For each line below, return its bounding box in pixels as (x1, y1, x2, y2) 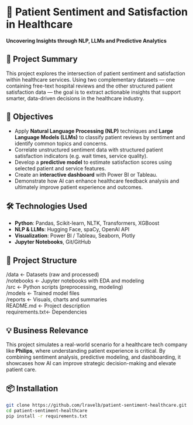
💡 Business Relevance (6, 325, 89, 335)
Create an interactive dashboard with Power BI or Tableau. (14, 171, 158, 178)
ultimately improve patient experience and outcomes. (14, 183, 143, 190)
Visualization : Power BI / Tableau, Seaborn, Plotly (14, 232, 136, 240)
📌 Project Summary (6, 54, 78, 64)
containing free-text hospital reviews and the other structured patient (6, 82, 173, 89)
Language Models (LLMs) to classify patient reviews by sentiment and (14, 133, 185, 140)
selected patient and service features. (14, 164, 106, 172)
